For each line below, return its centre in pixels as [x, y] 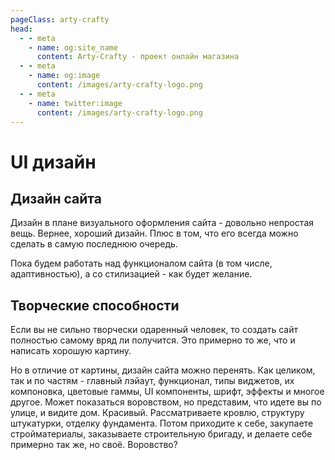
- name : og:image [64, 76]
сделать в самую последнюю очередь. [94, 244]
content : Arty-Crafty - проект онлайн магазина [138, 57]
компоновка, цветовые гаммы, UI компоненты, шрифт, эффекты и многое [167, 392]
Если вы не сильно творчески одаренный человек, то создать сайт [154, 330]
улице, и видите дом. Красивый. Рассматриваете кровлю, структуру [157, 413]
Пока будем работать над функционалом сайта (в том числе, [141, 263]
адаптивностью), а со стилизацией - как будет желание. [131, 274]
